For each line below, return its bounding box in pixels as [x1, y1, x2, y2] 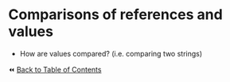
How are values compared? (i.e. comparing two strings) [19, 49, 203, 58]
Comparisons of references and [8, 6, 223, 24]
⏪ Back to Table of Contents [8, 64, 102, 74]
